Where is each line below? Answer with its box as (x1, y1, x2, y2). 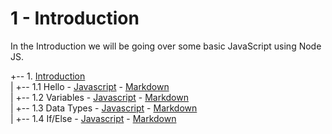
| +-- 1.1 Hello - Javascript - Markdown (10, 80, 170, 92)
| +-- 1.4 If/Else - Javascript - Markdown (10, 112, 177, 124)
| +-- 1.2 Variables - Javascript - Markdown (10, 91, 189, 103)
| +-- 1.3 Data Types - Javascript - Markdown (10, 102, 198, 114)
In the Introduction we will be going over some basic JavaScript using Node (10, 40, 322, 52)
